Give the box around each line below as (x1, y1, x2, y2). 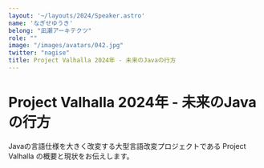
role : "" (8, 34, 38, 42)
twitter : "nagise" (8, 49, 70, 57)
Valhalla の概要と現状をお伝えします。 (8, 151, 134, 161)
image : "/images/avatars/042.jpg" (8, 42, 124, 50)
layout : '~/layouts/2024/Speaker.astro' (8, 11, 146, 20)
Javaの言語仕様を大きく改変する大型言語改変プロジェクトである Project (8, 141, 246, 150)
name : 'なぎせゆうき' (8, 19, 74, 27)
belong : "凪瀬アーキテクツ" (8, 26, 92, 34)
